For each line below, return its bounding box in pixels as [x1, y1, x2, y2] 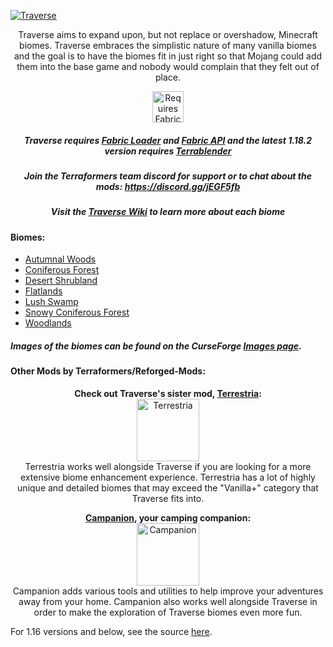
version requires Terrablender [104, 145, 232, 157]
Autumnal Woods [24, 253, 97, 265]
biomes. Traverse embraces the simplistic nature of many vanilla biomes [19, 40, 317, 51]
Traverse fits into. [131, 492, 205, 504]
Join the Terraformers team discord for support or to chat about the [24, 170, 312, 182]
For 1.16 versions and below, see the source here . [10, 625, 213, 637]
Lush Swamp [24, 296, 79, 308]
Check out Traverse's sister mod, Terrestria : [74, 387, 262, 399]
